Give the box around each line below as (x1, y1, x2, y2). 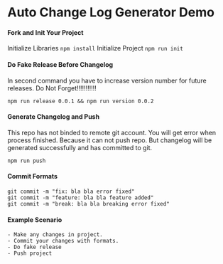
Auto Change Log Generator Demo (7, 4, 215, 21)
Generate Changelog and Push (7, 112, 100, 121)
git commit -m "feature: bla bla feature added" (7, 194, 154, 201)
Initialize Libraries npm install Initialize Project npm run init (7, 44, 183, 53)
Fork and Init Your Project (7, 28, 84, 36)
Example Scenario (7, 215, 62, 224)
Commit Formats (7, 172, 58, 181)
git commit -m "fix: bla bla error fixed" (7, 188, 135, 195)
